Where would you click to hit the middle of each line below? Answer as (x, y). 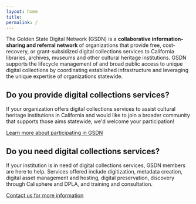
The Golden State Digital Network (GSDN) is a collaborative (78, 39)
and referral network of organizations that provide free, (94, 45)
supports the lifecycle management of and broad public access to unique (94, 64)
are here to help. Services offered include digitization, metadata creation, (94, 171)
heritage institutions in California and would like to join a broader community (98, 115)
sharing (16, 45)
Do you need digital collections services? (83, 151)
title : (14, 17)
